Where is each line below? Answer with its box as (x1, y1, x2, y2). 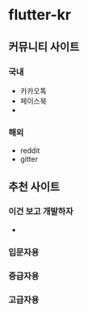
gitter (19, 154, 39, 164)
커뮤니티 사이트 (8, 40, 80, 53)
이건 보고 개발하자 (8, 206, 74, 217)
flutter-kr (8, 6, 71, 24)
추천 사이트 (8, 179, 61, 193)
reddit (19, 145, 40, 155)
